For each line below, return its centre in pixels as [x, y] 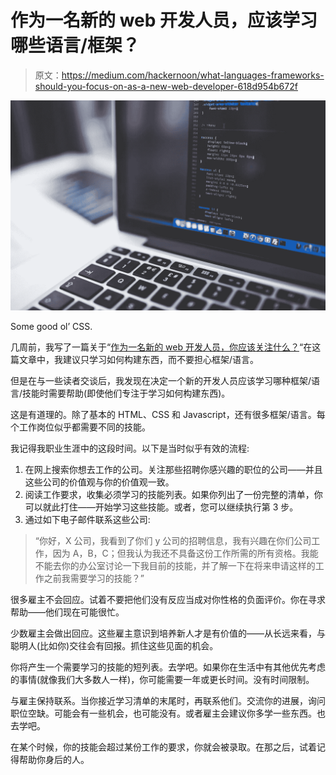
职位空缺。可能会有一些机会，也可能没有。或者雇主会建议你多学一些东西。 [163, 713]
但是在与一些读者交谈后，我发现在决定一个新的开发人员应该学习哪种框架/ [161, 380]
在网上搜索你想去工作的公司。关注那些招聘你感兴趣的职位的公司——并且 [173, 469]
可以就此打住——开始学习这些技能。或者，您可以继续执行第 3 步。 [161, 507]
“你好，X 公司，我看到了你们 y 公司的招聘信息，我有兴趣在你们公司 [173, 540]
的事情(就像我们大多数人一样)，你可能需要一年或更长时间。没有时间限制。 [162, 679]
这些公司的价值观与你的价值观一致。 [99, 482]
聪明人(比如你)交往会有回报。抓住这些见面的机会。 [114, 645]
